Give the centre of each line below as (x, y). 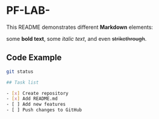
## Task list (23, 82)
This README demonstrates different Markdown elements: (80, 27)
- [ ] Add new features (36, 105)
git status (20, 72)
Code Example (34, 58)
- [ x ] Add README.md (32, 99)
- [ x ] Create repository (37, 93)
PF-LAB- (28, 11)
